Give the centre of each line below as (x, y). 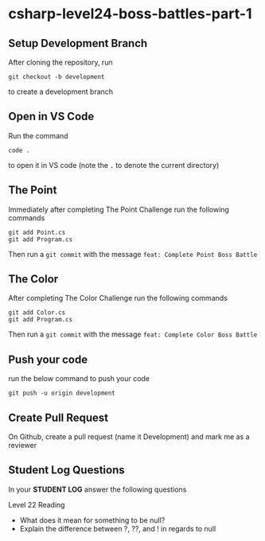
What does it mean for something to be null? (92, 520)
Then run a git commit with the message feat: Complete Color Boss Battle (133, 334)
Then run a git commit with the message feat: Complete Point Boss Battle (133, 254)
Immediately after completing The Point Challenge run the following (119, 209)
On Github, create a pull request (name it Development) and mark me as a (129, 437)
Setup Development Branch (78, 43)
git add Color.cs (37, 313)
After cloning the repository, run (60, 62)
